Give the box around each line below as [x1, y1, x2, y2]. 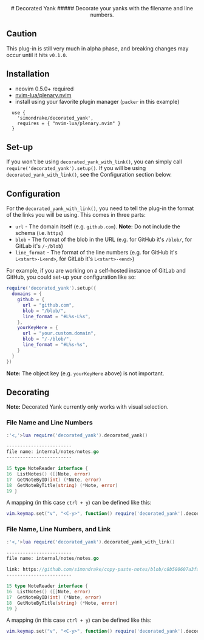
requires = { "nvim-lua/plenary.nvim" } [17, 120, 121, 126]
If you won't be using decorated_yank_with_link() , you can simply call [6, 158, 182, 165]
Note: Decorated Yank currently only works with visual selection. [6, 403, 169, 410]
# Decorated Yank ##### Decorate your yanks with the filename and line [10, 5, 194, 12]
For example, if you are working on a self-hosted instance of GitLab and [6, 267, 186, 274]
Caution [6, 29, 38, 39]
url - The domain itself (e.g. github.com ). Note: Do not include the [15, 223, 180, 230]
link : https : [6, 567, 39, 573]
